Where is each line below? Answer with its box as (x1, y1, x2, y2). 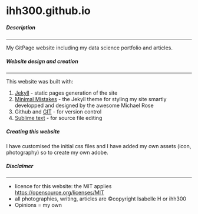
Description (6, 24, 36, 31)
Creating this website (6, 128, 60, 135)
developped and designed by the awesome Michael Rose (14, 102, 154, 109)
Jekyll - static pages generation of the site (14, 89, 118, 96)
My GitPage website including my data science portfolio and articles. (6, 44, 173, 51)
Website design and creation (6, 58, 78, 65)
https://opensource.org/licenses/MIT (14, 189, 104, 196)
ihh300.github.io (6, 4, 91, 18)
